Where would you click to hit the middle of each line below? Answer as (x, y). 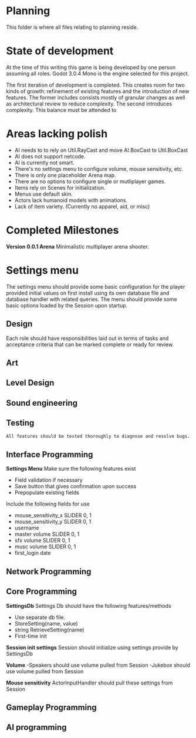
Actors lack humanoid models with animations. (71, 200)
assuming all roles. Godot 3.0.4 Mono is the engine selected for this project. (98, 73)
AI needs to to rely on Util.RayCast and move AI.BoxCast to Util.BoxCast (101, 150)
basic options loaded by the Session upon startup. (67, 305)
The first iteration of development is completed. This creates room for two (95, 85)
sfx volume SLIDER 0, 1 (42, 541)
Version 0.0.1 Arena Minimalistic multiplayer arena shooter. (78, 246)
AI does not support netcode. (50, 156)
